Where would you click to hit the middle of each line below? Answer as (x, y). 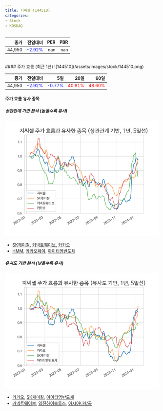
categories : (17, 15)
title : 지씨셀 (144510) (28, 10)
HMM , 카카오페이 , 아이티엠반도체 (44, 251)
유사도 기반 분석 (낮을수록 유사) (34, 263)
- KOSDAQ (14, 26)
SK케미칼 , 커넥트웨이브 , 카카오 (41, 245)
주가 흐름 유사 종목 (22, 99)
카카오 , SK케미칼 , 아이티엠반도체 (43, 397)
